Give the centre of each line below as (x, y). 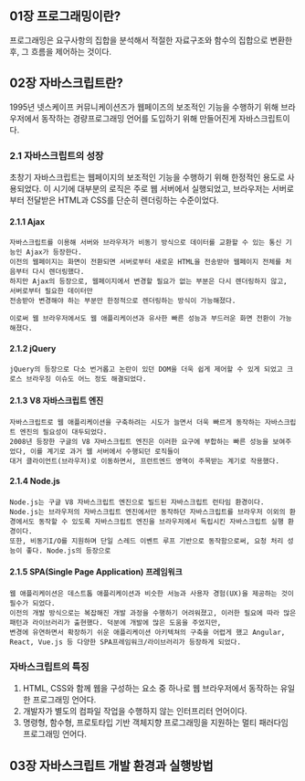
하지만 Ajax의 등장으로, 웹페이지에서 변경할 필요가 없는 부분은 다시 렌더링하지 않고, (148, 281)
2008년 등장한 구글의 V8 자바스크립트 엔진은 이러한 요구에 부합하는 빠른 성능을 (139, 441)
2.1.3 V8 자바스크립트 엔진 (57, 400)
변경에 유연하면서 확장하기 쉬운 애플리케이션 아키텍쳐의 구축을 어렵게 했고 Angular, (147, 632)
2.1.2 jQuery (33, 348)
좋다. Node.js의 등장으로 (68, 551)
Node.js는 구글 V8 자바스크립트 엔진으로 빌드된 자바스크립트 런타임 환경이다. (137, 502)
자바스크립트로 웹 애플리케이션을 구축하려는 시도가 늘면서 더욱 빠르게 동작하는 (136, 422)
